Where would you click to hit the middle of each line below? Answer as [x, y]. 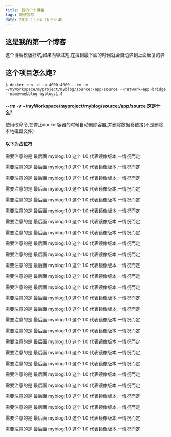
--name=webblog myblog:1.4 [34, 94]
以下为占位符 [19, 144]
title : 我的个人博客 [25, 10]
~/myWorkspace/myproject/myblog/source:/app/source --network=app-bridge [86, 89]
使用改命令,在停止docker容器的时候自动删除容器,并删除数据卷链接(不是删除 [84, 125]
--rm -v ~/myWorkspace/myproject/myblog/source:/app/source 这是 [81, 106]
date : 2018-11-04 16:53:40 [34, 20]
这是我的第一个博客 [36, 42]
